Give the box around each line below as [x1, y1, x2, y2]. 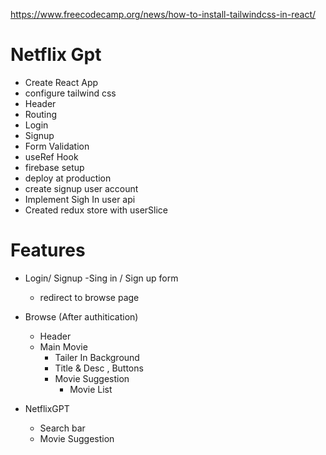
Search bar [39, 422, 86, 434]
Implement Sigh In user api [24, 193, 136, 205]
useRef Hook [24, 150, 79, 163]
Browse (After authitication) [24, 310, 139, 323]
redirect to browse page [39, 291, 140, 303]
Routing [24, 108, 58, 120]
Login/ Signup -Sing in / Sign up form [24, 272, 179, 284]
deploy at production [24, 172, 112, 184]
